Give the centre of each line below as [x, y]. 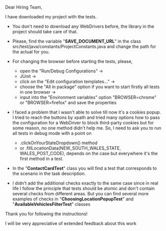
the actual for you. [31, 52]
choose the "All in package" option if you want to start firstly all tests [90, 87]
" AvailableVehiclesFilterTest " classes [51, 204]
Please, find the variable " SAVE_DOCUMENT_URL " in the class [77, 41]
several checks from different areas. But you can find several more [80, 194]
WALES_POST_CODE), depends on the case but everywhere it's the [89, 153]
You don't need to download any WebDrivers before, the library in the [83, 26]
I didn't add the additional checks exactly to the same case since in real [85, 183]
